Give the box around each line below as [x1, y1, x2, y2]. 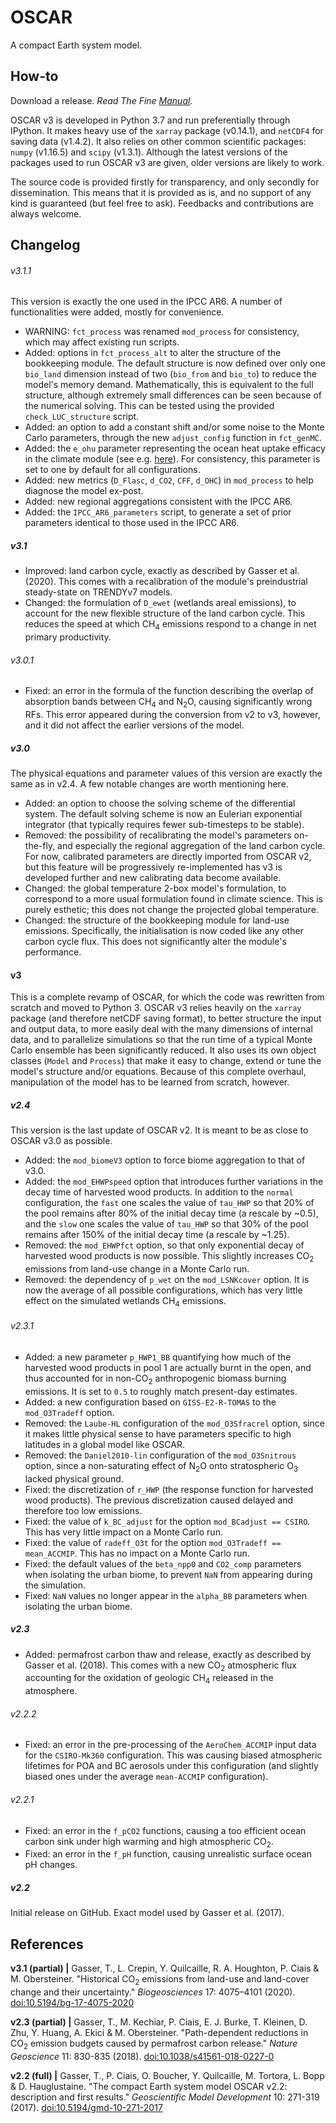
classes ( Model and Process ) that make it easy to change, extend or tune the [10, 1055, 322, 1067]
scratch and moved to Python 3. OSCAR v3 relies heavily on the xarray [10, 1002, 302, 1014]
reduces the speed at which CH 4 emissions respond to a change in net [24, 618, 317, 633]
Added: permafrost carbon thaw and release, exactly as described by [24, 1648, 312, 1660]
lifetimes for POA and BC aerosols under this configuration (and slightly [24, 1760, 319, 1772]
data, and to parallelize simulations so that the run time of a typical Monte [10, 1034, 313, 1046]
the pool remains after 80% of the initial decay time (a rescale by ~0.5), [24, 1207, 319, 1220]
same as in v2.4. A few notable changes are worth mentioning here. [10, 778, 289, 790]
